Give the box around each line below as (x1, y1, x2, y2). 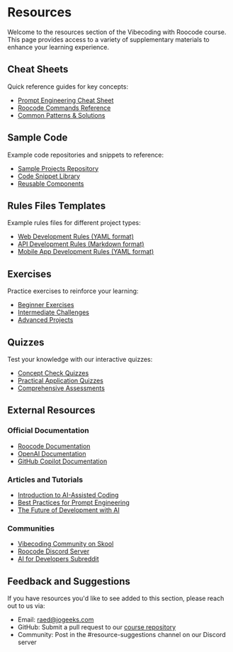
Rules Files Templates (7, 199, 106, 211)
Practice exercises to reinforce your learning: (7, 287, 139, 295)
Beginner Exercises (17, 301, 74, 309)
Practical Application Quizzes (17, 377, 104, 385)
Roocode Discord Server (17, 547, 90, 556)
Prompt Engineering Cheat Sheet (17, 96, 114, 104)
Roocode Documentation (17, 441, 91, 451)
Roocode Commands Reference (17, 104, 111, 112)
